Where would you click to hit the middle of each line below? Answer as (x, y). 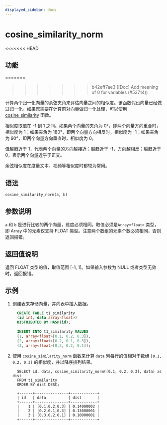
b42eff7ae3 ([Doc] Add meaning (125, 87)
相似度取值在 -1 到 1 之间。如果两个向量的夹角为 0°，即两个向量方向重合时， (83, 126)
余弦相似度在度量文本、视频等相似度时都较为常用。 (57, 166)
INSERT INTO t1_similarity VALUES (53, 332)
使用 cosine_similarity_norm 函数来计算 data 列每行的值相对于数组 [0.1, (87, 356)
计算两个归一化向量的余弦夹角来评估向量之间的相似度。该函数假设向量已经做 (83, 103)
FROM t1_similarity (37, 380)
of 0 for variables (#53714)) (120, 92)
